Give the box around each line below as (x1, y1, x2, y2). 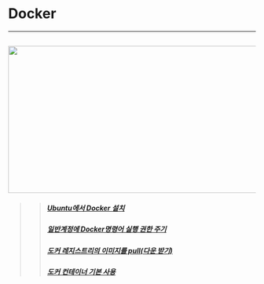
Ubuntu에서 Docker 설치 (46, 203, 125, 213)
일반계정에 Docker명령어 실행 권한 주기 (46, 224, 167, 234)
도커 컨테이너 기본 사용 (46, 268, 116, 277)
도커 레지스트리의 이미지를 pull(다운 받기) (46, 246, 173, 255)
